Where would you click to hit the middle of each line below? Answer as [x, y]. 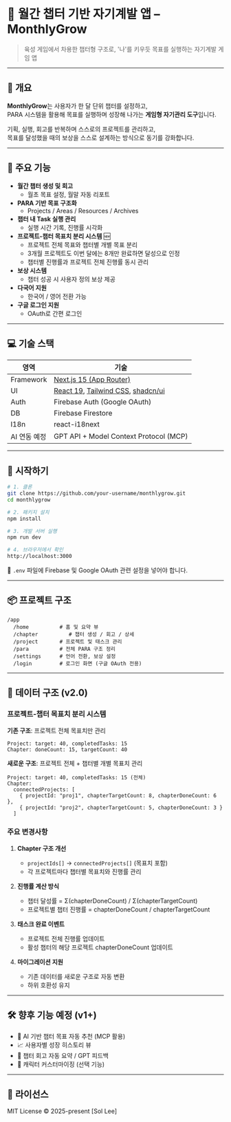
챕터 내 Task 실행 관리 [46, 219]
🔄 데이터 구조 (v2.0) [47, 693]
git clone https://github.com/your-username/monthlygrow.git [97, 494]
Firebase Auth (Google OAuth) [103, 402]
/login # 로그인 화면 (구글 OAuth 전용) [78, 664]
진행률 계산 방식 [38, 886]
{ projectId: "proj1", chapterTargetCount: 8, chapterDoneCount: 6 [118, 795]
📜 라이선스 [28, 1094]
